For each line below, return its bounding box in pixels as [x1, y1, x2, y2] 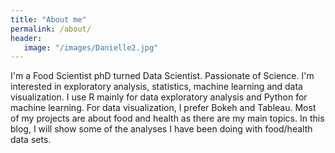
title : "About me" [10, 14, 87, 25]
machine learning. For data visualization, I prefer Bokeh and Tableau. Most [10, 102, 317, 114]
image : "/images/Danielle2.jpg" [23, 42, 159, 53]
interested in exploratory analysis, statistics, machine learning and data [10, 81, 303, 93]
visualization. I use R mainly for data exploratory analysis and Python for [10, 91, 308, 103]
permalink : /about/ [10, 24, 92, 34]
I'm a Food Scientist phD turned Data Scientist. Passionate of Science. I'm [10, 70, 315, 82]
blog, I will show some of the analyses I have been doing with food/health [10, 123, 313, 135]
